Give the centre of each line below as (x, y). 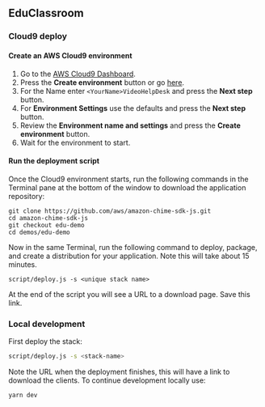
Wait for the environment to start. (75, 142)
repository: (27, 196)
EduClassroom (46, 13)
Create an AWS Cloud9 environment (70, 55)
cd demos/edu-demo (39, 232)
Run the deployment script (54, 161)
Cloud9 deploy (38, 36)
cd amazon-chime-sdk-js (48, 218)
